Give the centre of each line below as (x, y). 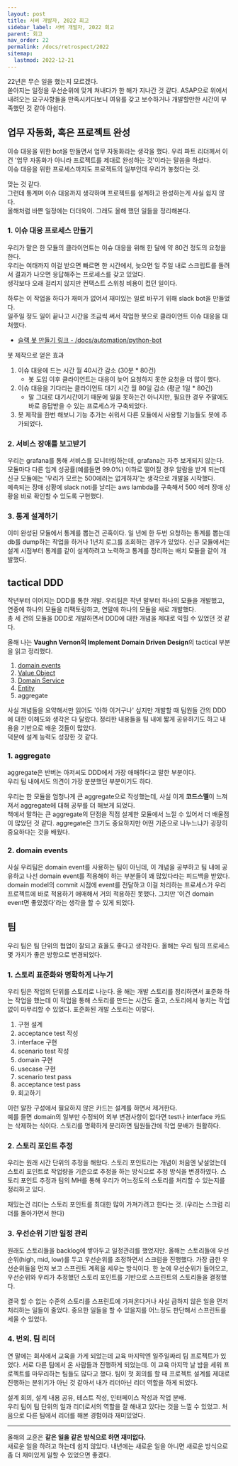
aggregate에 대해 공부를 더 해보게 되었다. (78, 805)
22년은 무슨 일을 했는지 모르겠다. (53, 81)
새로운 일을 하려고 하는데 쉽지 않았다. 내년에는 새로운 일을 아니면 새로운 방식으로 (118, 1446)
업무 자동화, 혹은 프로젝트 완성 (69, 133)
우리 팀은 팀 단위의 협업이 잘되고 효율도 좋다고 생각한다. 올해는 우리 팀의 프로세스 (119, 946)
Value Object (36, 673)
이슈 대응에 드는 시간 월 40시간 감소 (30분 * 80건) (87, 370)
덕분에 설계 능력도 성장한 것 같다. (53, 737)
